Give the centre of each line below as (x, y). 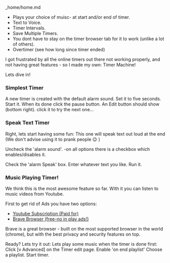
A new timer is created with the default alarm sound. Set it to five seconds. (83, 99)
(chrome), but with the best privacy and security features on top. (73, 234)
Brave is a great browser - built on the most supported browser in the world (84, 228)
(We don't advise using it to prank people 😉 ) (53, 139)
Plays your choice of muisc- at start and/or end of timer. (71, 17)
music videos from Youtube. (35, 194)
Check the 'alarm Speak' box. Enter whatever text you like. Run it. (74, 164)
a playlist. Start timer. (27, 255)
